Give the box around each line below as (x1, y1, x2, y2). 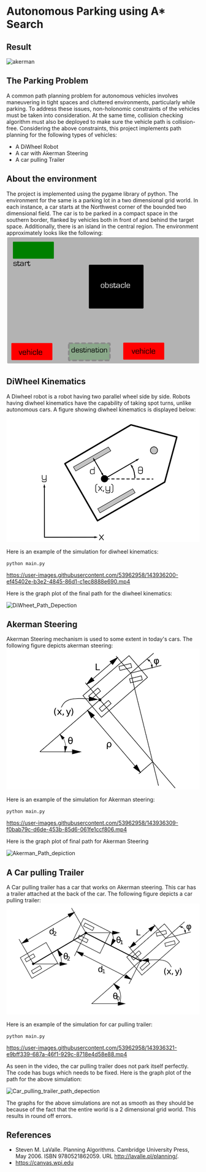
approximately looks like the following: (6, 229, 103, 237)
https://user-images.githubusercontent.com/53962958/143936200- (6, 571, 179, 579)
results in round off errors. (6, 1112, 73, 1119)
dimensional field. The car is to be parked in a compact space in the (6, 210, 178, 217)
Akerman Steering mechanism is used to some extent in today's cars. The (6, 636, 193, 643)
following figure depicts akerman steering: (6, 642, 113, 649)
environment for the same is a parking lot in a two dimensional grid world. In (6, 196, 199, 204)
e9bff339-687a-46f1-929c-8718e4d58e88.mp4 (6, 1050, 128, 1058)
